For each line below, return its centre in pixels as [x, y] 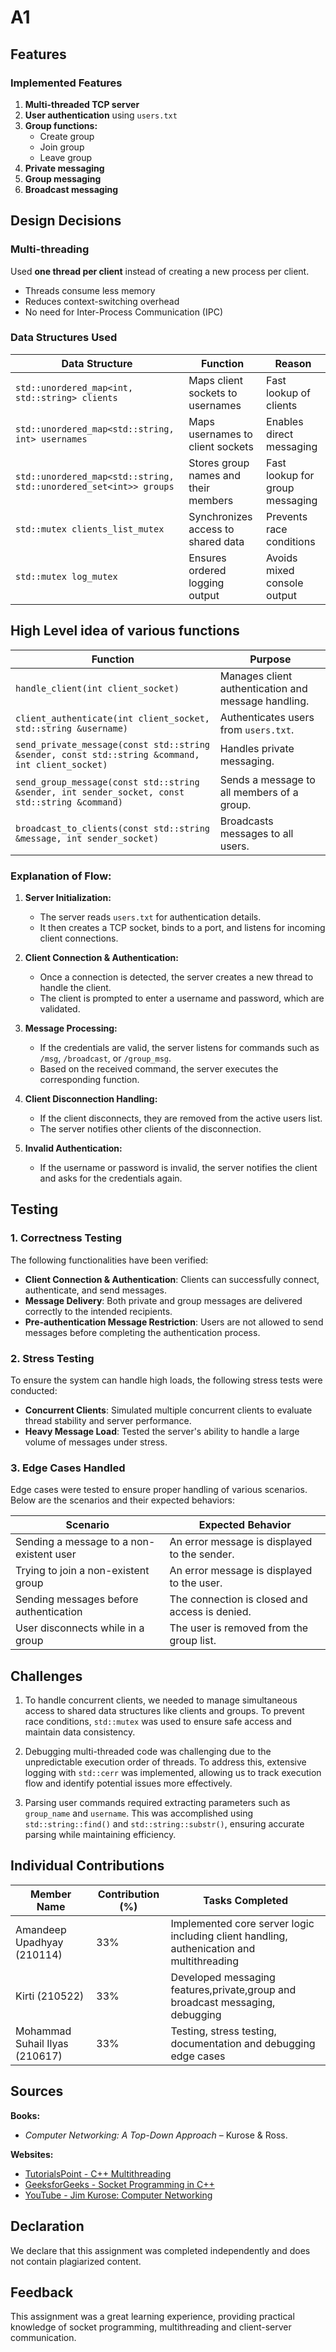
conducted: [34, 1390]
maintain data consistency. [80, 1732]
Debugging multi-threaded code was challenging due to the [148, 1752]
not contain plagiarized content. [76, 2261]
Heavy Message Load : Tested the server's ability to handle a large [162, 1431]
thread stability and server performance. [108, 1420]
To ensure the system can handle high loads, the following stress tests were [166, 1380]
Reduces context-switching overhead [102, 301]
